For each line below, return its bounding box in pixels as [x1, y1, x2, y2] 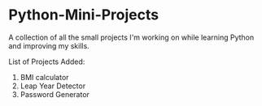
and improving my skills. [8, 40, 90, 50]
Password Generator [20, 89, 90, 99]
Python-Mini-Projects [8, 6, 159, 24]
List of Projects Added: [8, 57, 85, 66]
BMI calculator [20, 72, 69, 82]
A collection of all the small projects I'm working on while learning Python [8, 32, 255, 42]
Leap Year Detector [20, 81, 86, 91]
